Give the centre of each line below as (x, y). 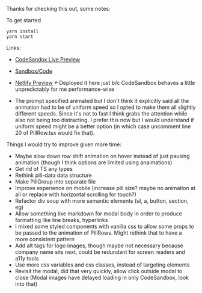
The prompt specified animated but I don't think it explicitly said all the (102, 101)
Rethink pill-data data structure (53, 175)
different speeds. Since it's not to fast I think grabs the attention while (101, 113)
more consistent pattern (45, 239)
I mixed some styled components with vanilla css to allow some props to (104, 226)
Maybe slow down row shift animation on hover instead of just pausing (103, 156)
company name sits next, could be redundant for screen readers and (100, 252)
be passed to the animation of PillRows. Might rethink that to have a (98, 233)
